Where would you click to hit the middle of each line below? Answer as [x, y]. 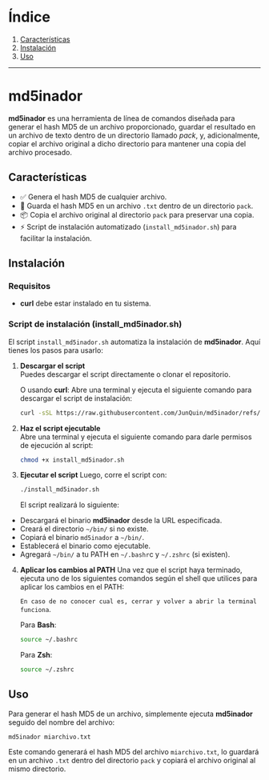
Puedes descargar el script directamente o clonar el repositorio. [125, 374]
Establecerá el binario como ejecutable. [85, 546]
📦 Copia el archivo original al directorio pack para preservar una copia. [137, 214]
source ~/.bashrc [49, 640]
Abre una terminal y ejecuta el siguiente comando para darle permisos [136, 437]
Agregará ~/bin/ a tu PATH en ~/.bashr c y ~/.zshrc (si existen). [125, 554]
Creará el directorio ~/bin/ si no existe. [84, 529]
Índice [29, 17]
